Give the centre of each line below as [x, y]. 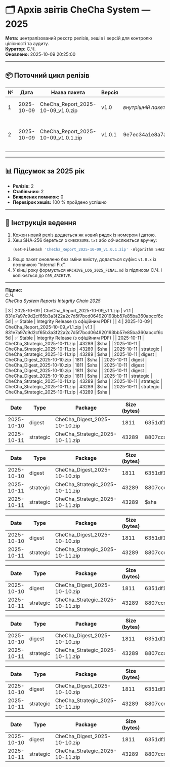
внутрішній [137, 107]
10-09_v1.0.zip [59, 111]
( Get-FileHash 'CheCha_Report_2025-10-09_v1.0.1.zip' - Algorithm [83, 250]
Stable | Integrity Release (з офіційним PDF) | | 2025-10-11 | [82, 338]
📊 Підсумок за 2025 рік [45, 171]
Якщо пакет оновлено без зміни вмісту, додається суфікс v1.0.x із [84, 260]
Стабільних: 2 [28, 191]
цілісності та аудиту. [27, 43]
